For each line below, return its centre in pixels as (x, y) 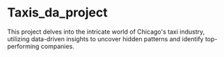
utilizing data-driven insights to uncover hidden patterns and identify (105, 38)
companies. (57, 46)
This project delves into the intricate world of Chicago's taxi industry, (106, 32)
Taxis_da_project (57, 13)
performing (23, 46)
